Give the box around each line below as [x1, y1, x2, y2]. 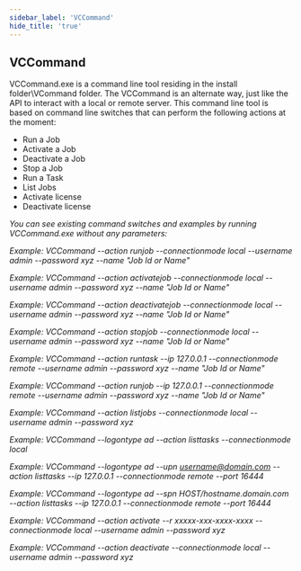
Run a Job [22, 134, 61, 145]
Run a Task [22, 173, 65, 183]
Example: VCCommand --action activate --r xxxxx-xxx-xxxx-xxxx [9, 515, 253, 526]
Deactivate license [22, 201, 92, 212]
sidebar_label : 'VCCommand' [9, 13, 115, 22]
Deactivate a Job [22, 154, 85, 165]
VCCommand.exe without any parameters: [9, 228, 168, 239]
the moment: [9, 117, 57, 128]
